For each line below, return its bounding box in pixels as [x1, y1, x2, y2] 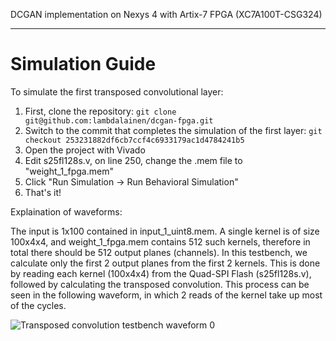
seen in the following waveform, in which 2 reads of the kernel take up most [10, 289, 323, 301]
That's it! [24, 186, 62, 198]
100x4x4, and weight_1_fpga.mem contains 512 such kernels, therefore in [10, 235, 311, 248]
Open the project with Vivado [24, 144, 146, 156]
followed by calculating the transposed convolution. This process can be [10, 278, 310, 290]
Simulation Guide [10, 53, 157, 76]
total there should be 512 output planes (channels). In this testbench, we [10, 246, 308, 258]
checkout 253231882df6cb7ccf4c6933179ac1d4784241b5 [24, 135, 245, 145]
